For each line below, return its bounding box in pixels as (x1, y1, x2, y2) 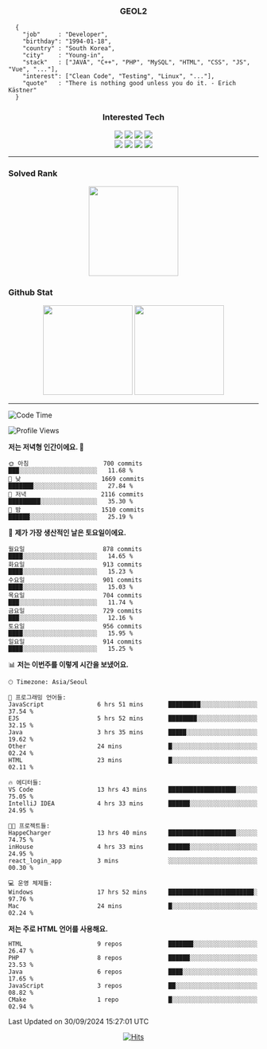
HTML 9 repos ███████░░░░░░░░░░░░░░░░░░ (8, 940, 258, 949)
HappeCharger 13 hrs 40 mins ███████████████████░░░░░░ (8, 829, 258, 837)
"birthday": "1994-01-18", (22, 37, 112, 45)
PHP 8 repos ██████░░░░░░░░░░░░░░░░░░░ (8, 954, 258, 962)
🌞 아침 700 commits (8, 460, 143, 468)
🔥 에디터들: (8, 779, 42, 787)
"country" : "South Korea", (22, 45, 115, 53)
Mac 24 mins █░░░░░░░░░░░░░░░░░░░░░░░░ (8, 902, 258, 910)
